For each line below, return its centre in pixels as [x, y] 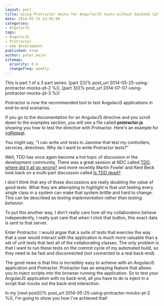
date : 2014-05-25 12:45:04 [33, 19]
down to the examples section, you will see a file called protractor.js [74, 122]
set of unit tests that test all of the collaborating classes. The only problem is [82, 243]
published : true [22, 50]
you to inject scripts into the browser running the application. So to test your [82, 273]
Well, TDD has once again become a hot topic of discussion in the [71, 157]
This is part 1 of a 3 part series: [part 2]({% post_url [57, 83]
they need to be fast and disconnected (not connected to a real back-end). [80, 253]
